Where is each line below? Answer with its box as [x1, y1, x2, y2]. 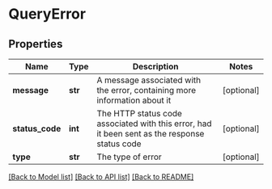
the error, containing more [96, 85, 197, 95]
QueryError [8, 5, 87, 23]
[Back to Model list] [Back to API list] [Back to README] [8, 172, 194, 182]
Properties [8, 37, 63, 51]
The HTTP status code [96, 108, 182, 119]
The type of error [96, 151, 162, 162]
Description [132, 61, 179, 72]
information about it [96, 94, 172, 106]
